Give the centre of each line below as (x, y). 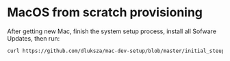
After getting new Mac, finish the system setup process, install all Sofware (112, 31)
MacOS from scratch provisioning (105, 13)
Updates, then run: (34, 38)
